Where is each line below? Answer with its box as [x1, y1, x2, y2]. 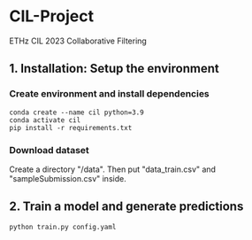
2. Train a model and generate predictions [9, 199, 244, 214]
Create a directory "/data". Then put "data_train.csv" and [9, 164, 217, 174]
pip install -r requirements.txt [9, 123, 133, 132]
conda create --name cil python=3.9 [9, 108, 144, 117]
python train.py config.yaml [9, 222, 117, 231]
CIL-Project [9, 6, 95, 27]
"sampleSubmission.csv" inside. [9, 173, 126, 183]
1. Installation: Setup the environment [9, 61, 219, 76]
